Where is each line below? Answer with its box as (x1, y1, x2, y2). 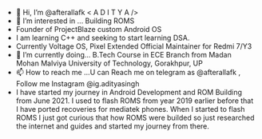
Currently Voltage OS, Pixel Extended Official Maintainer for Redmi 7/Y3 (15, 42, 252, 51)
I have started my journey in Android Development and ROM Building (15, 88, 242, 97)
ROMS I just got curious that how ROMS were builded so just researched (15, 113, 255, 122)
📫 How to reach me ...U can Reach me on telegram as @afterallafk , (15, 68, 241, 77)
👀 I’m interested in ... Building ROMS (15, 16, 135, 26)
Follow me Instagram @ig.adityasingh (15, 79, 140, 88)
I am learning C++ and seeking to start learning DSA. (15, 33, 190, 42)
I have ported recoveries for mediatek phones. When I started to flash (15, 105, 245, 113)
